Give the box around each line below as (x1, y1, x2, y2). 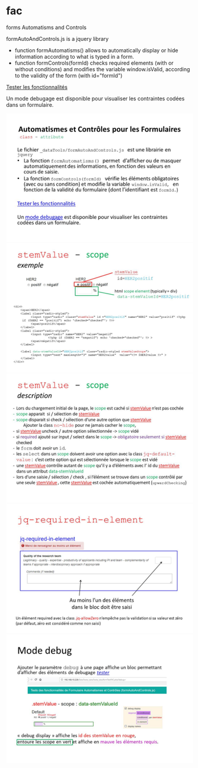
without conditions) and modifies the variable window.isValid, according (14, 65, 190, 72)
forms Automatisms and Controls (6, 24, 87, 31)
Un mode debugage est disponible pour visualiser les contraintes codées (6, 95, 185, 102)
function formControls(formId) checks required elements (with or (14, 59, 174, 66)
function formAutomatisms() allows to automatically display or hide (14, 46, 178, 54)
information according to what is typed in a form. (14, 53, 135, 60)
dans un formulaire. (6, 101, 54, 108)
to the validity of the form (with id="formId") (14, 72, 123, 79)
